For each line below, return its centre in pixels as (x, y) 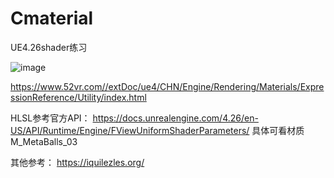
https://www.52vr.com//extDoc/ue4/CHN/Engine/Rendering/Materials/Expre (167, 86)
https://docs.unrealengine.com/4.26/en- (175, 118)
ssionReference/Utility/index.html (78, 97)
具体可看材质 (278, 130)
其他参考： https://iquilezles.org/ (77, 162)
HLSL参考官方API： (50, 118)
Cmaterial (52, 18)
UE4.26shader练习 (49, 47)
